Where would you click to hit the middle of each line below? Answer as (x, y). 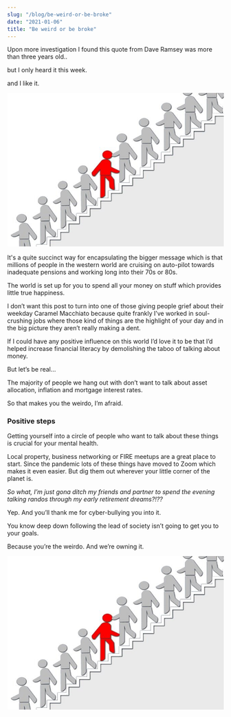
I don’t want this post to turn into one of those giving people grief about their (115, 306)
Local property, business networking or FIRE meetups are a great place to (112, 457)
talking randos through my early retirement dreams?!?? (85, 500)
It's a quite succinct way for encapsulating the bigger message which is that (115, 257)
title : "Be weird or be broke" (52, 29)
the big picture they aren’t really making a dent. (74, 328)
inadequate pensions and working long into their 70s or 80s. (92, 272)
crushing (20, 321)
